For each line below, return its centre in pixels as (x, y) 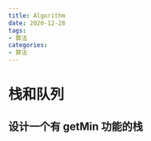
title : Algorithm (37, 16)
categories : (28, 45)
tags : (17, 30)
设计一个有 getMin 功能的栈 (75, 126)
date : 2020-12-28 (37, 23)
